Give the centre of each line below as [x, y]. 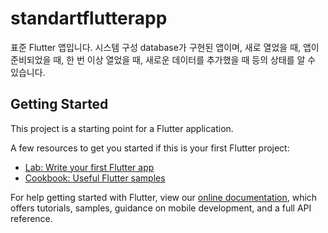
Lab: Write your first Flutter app [89, 167]
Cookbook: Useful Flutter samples [95, 178]
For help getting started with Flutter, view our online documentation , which [164, 197]
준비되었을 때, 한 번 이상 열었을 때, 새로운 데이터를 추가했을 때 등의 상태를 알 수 [163, 59]
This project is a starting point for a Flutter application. [122, 128]
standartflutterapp [89, 18]
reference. [31, 218]
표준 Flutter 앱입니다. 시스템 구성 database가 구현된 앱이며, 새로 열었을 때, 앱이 [165, 47]
